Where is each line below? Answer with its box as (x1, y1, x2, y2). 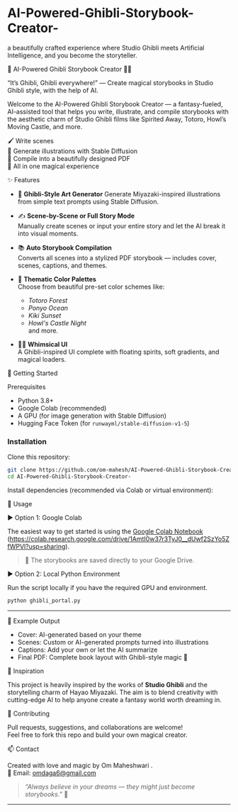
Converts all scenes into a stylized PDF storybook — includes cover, (17, 253, 217, 262)
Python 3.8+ (17, 396, 55, 405)
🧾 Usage (7, 499, 33, 508)
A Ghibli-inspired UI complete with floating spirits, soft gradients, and (17, 347, 220, 356)
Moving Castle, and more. (7, 122, 83, 130)
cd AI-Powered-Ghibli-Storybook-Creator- (7, 473, 132, 480)
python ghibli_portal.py (7, 597, 81, 604)
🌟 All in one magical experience (7, 162, 99, 170)
